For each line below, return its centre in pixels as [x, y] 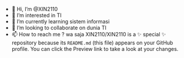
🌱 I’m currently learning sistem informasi [61, 21]
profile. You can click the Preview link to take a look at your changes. [95, 49]
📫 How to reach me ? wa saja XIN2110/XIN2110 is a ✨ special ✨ [89, 34]
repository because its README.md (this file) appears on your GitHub [92, 43]
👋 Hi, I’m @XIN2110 [35, 9]
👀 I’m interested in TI [36, 15]
